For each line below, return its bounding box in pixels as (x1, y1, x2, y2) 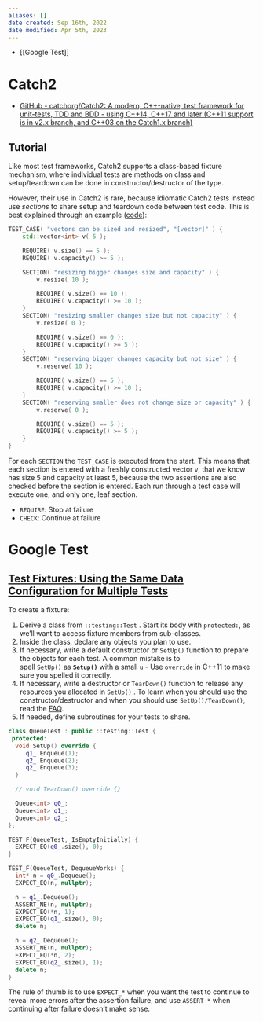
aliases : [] (8, 11, 47, 20)
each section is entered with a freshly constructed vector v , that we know (8, 465, 246, 474)
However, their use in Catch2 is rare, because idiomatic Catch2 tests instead (8, 193, 255, 203)
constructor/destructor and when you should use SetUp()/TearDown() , (19, 696, 246, 704)
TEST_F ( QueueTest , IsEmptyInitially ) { (8, 836, 139, 843)
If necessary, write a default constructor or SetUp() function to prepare (19, 645, 249, 655)
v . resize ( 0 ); (36, 319, 86, 327)
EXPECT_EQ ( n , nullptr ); (15, 879, 93, 887)
